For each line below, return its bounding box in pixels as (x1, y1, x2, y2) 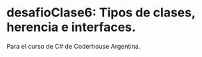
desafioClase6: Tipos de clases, (6, 5, 196, 21)
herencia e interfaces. (6, 19, 136, 35)
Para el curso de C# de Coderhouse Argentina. (6, 42, 141, 50)
